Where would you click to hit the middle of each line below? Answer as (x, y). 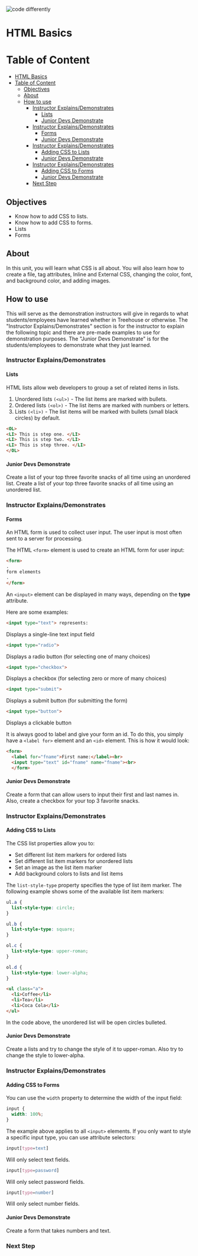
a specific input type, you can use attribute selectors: (71, 1137)
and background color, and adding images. (58, 281)
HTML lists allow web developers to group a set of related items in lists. (93, 387)
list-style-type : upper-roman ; (50, 951)
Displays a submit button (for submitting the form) (67, 701)
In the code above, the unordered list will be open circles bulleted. (87, 1022)
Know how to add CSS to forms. (53, 223)
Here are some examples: (38, 612)
